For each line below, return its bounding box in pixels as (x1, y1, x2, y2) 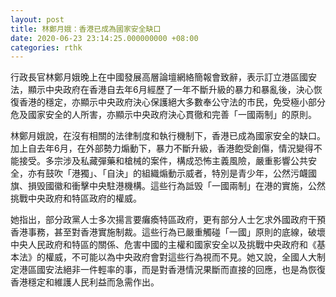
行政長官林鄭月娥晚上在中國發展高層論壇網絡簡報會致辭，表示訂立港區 (10, 71, 300, 83)
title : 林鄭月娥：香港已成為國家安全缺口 (10, 24, 162, 34)
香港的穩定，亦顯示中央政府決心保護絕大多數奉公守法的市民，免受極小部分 (18, 96, 326, 108)
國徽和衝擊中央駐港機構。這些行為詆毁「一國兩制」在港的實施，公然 (44, 180, 326, 192)
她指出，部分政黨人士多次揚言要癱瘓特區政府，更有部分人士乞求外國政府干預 (10, 214, 326, 226)
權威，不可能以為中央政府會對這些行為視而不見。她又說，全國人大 (44, 251, 317, 263)
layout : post (10, 14, 65, 25)
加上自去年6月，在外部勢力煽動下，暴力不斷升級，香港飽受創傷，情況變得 (10, 142, 314, 155)
